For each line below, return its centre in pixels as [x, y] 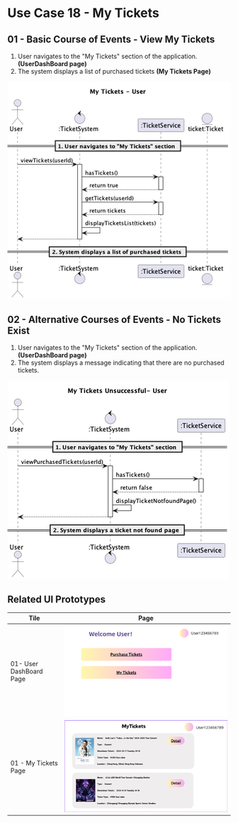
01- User [24, 664]
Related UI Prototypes [57, 599]
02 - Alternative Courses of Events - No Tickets [114, 320]
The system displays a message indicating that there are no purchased [121, 363]
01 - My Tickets [34, 763]
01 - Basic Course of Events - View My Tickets [111, 39]
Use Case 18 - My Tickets [83, 13]
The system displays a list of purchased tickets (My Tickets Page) [114, 71]
